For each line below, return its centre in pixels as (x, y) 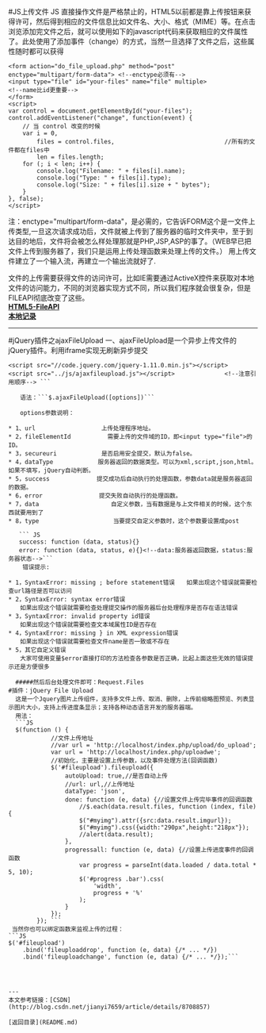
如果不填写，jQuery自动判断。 (51, 470)
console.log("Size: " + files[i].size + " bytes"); (124, 185)
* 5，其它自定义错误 (37, 650)
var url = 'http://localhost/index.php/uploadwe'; (136, 752)
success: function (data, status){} (79, 542)
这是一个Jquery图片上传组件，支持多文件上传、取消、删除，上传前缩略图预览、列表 (132, 699)
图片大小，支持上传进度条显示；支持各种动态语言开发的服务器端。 (105, 708)
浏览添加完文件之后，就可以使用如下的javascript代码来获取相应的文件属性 (128, 31)
